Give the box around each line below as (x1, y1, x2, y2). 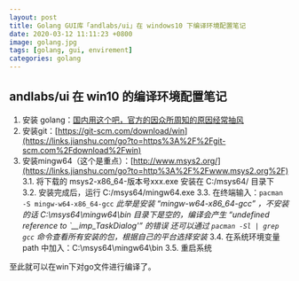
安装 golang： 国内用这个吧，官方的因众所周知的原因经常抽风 (21, 114, 244, 125)
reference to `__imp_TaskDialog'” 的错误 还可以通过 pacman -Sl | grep (21, 220, 279, 230)
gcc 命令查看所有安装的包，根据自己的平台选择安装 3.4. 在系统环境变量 (21, 231, 281, 242)
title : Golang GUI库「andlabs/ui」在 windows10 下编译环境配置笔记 (9, 21, 247, 30)
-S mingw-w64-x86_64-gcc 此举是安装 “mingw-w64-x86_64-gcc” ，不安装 (21, 198, 289, 208)
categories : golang (9, 54, 82, 63)
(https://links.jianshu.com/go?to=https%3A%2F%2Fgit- (21, 135, 226, 146)
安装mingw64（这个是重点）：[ (21, 155, 134, 166)
